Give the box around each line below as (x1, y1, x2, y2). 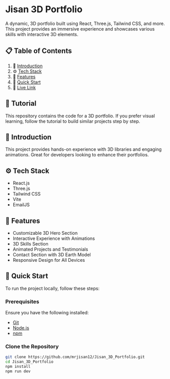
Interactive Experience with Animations (12, 235, 95, 241)
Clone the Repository (5, 343, 59, 350)
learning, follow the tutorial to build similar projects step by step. (5, 118, 140, 124)
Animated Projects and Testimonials (12, 246, 88, 252)
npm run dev (5, 369, 31, 374)
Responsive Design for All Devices (12, 257, 85, 263)
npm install (5, 364, 31, 369)
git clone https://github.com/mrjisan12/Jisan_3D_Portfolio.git (5, 355, 145, 360)
